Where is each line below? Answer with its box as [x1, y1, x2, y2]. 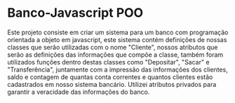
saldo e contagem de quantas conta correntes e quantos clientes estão [7, 72, 213, 81]
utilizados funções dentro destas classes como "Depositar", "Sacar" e [7, 57, 210, 66]
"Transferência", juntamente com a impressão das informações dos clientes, [7, 65, 228, 74]
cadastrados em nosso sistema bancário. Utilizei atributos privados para [7, 80, 217, 88]
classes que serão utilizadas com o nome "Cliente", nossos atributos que [7, 43, 218, 51]
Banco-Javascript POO [7, 5, 144, 21]
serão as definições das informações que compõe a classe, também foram [7, 50, 224, 59]
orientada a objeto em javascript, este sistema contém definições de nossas [7, 35, 227, 43]
